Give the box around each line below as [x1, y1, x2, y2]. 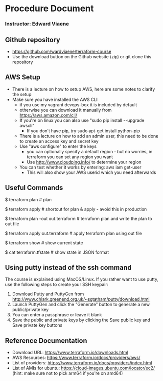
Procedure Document [5, 3, 94, 14]
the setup [12, 91, 32, 97]
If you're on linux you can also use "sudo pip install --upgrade [19, 117, 144, 123]
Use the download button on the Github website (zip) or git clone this [12, 53, 152, 59]
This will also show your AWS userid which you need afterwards [26, 169, 156, 175]
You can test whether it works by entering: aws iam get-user [19, 164, 141, 170]
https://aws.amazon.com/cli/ [19, 112, 77, 118]
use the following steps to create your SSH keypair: [5, 282, 109, 287]
